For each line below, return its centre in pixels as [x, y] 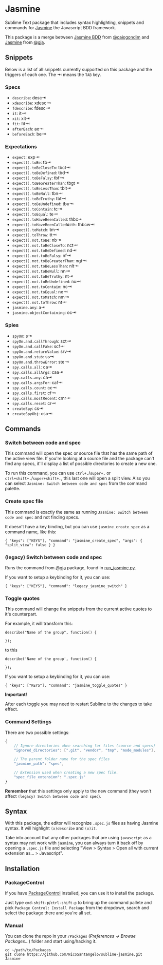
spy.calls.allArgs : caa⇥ [38, 372]
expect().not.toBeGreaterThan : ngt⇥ [49, 261]
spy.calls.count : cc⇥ [34, 387]
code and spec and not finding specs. [42, 517]
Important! [16, 695]
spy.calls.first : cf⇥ [34, 393]
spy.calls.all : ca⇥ [32, 367]
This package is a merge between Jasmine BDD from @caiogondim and [77, 37]
